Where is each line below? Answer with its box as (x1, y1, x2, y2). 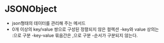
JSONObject (4, 3, 57, 15)
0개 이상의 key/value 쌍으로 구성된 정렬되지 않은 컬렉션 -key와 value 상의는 (11, 26, 160, 32)
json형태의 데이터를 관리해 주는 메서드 (11, 20, 86, 26)
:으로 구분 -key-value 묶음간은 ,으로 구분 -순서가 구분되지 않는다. (11, 32, 138, 38)
